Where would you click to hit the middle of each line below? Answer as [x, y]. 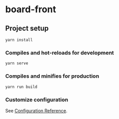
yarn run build [21, 87]
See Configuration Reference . [36, 110]
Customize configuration [37, 100]
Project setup [27, 28]
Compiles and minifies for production [52, 76]
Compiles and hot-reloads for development [60, 53]
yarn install [19, 40]
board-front [31, 9]
